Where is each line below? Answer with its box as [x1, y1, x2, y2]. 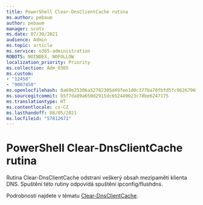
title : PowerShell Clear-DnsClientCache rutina [6, 8, 129, 15]
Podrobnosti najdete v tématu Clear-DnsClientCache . [6, 192, 139, 200]
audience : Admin [6, 37, 47, 43]
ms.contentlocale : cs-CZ [6, 104, 69, 110]
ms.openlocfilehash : [6, 87, 59, 93]
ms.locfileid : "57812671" [6, 115, 71, 121]
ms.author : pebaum [6, 14, 53, 20]
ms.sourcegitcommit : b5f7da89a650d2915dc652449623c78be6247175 [6, 93, 169, 99]
